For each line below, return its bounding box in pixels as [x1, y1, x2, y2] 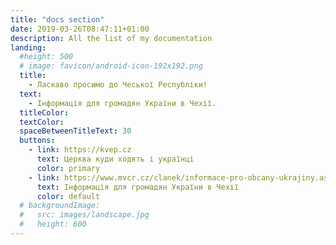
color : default [36, 191, 101, 201]
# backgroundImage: [19, 201, 101, 211]
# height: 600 [19, 219, 87, 230]
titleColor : [19, 107, 70, 118]
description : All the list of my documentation [10, 33, 213, 43]
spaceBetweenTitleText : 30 [19, 126, 132, 136]
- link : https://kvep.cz [28, 145, 132, 155]
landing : [10, 42, 47, 53]
